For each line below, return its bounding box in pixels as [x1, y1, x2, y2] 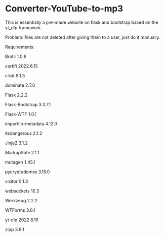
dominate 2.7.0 [5, 82, 36, 88]
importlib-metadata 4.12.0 [5, 120, 58, 126]
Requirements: [5, 44, 35, 50]
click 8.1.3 [5, 72, 25, 78]
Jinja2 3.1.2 [5, 140, 28, 146]
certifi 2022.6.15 [5, 63, 38, 69]
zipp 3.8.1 [5, 226, 25, 232]
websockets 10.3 [5, 188, 40, 194]
